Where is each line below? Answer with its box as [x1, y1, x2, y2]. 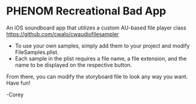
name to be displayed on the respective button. [14, 61, 132, 69]
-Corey [6, 91, 24, 98]
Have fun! [6, 79, 31, 87]
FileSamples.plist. [14, 48, 59, 55]
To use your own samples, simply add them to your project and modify [14, 42, 190, 49]
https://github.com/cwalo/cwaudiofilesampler [6, 30, 119, 37]
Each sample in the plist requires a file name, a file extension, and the [14, 55, 187, 62]
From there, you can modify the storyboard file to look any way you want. [6, 73, 188, 80]
